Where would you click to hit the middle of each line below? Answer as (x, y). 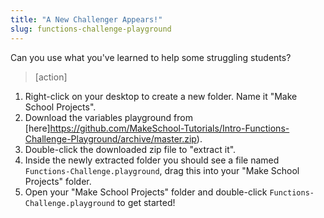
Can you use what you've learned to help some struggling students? (151, 57)
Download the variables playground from (108, 117)
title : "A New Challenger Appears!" (86, 19)
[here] (37, 128)
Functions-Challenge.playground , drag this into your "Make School (162, 170)
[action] (51, 77)
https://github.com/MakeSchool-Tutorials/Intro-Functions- (169, 128)
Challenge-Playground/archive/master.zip (110, 138)
